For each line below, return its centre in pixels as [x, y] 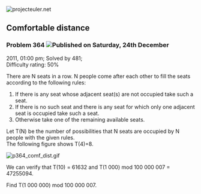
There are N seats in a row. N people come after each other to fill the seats [98, 76]
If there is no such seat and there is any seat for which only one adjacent [105, 107]
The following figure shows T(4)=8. [50, 144]
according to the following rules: [46, 82]
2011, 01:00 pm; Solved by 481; [44, 58]
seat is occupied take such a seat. [57, 113]
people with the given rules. [40, 137]
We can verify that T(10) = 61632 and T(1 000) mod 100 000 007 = [88, 167]
